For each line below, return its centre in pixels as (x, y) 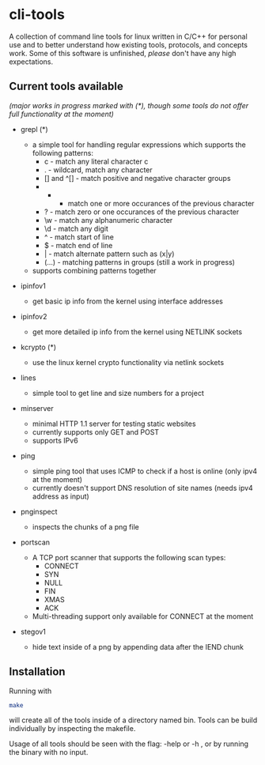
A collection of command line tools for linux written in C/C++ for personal (128, 36)
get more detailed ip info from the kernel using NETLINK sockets (137, 332)
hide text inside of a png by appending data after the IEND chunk (138, 646)
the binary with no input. (49, 752)
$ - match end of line (78, 245)
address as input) (61, 496)
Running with (30, 691)
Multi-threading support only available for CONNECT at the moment (143, 616)
